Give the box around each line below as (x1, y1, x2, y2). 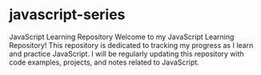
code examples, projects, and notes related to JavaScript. (9, 57, 199, 67)
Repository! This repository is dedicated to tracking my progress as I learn (9, 40, 254, 49)
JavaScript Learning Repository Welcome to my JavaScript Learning (9, 32, 235, 41)
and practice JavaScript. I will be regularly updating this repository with (9, 49, 245, 58)
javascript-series (9, 6, 126, 24)
